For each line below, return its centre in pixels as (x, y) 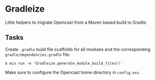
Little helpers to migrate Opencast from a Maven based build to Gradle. (76, 22)
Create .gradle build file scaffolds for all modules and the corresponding (78, 49)
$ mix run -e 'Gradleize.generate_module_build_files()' (64, 63)
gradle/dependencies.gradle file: (38, 54)
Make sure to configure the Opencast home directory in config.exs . (73, 72)
